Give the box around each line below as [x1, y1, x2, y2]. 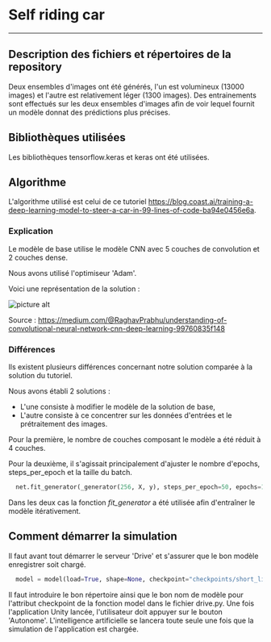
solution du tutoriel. [8, 370, 73, 380]
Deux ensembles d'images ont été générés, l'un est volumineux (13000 [8, 81, 244, 91]
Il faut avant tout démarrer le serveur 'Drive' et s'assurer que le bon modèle [8, 551, 259, 561]
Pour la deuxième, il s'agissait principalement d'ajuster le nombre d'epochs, [8, 458, 261, 469]
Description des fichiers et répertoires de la [8, 48, 231, 61]
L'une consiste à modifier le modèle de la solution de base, [19, 402, 216, 411]
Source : [8, 315, 36, 324]
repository [8, 60, 63, 74]
